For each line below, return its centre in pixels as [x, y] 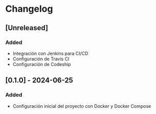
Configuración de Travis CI [41, 59]
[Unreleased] [27, 28]
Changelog [29, 9]
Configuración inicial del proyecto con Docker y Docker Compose [82, 106]
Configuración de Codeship [42, 64]
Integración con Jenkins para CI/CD [50, 53]
